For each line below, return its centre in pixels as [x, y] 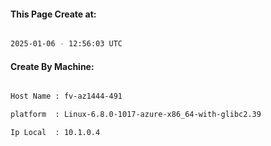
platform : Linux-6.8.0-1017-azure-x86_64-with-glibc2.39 [136, 115]
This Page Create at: [53, 14]
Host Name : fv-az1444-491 [66, 96]
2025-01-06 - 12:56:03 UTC [66, 44]
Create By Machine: [52, 66]
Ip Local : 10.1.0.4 [55, 133]
